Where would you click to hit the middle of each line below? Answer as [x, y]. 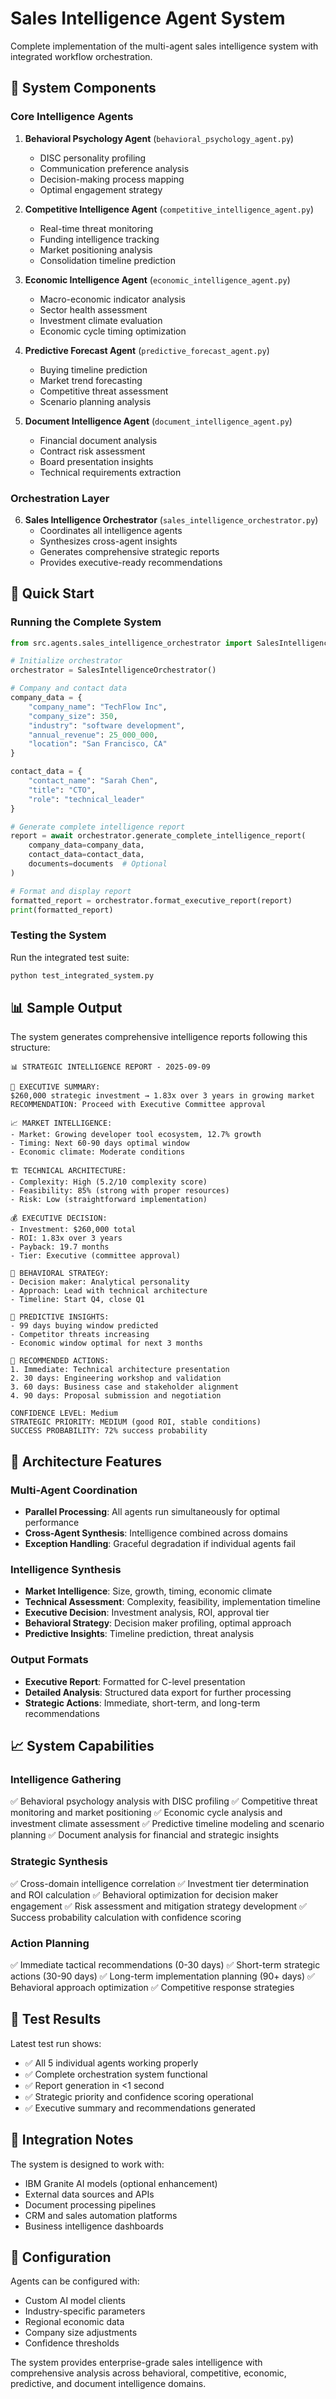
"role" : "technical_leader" [86, 799]
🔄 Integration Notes [72, 2140]
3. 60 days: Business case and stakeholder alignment [125, 1387]
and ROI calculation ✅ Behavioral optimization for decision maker [144, 1894]
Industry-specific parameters [85, 2311]
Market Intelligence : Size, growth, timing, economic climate [148, 1591]
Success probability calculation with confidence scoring [126, 1917]
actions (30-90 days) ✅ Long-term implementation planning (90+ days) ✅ [162, 1976]
